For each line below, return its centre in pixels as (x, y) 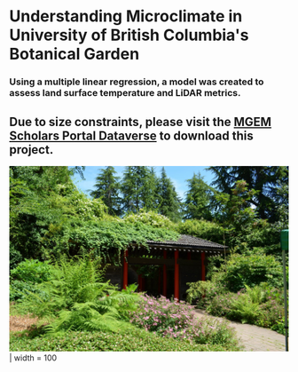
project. (31, 150)
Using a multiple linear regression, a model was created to (137, 82)
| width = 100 (33, 358)
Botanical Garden (74, 54)
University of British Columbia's (129, 35)
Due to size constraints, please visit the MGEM (141, 122)
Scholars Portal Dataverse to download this (132, 135)
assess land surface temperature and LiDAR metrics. (125, 93)
